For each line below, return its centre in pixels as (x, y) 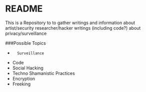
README (24, 9)
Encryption (24, 78)
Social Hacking (28, 68)
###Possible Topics (25, 43)
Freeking (21, 84)
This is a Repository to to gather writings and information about (70, 23)
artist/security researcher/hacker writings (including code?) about (73, 28)
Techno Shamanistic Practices (43, 73)
